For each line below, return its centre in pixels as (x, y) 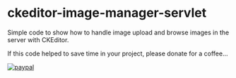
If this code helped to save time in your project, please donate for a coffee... (118, 53)
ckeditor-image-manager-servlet (107, 13)
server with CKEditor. (38, 39)
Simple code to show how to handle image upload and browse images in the (118, 32)
